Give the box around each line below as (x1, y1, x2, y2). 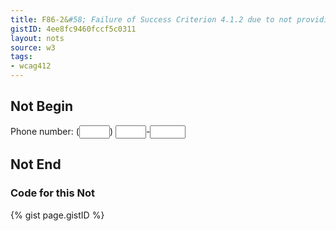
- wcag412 (10, 61, 52, 71)
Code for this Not (10, 186, 95, 200)
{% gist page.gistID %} (10, 209, 105, 221)
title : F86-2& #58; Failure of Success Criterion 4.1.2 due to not (10, 14, 293, 25)
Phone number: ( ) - (10, 125, 151, 137)
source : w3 (10, 42, 56, 53)
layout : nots (10, 33, 65, 43)
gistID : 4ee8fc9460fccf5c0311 (10, 24, 137, 34)
